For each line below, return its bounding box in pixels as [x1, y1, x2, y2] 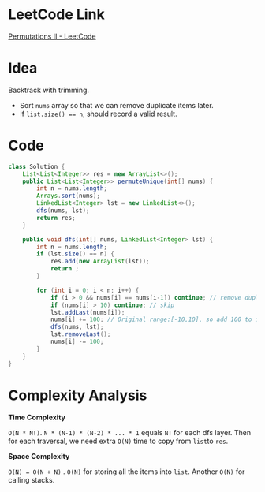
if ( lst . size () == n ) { [36, 250, 114, 258]
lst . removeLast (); [50, 330, 111, 338]
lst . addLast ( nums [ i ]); [50, 308, 125, 316]
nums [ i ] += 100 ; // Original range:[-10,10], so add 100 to [50, 315, 252, 324]
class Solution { [8, 162, 65, 170]
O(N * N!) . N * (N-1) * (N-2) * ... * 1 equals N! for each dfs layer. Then [8, 427, 251, 437]
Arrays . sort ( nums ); [36, 192, 101, 200]
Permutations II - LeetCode [8, 32, 96, 41]
